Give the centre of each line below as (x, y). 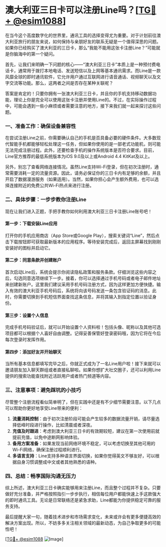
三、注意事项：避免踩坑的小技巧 (43, 390)
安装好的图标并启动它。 (29, 248)
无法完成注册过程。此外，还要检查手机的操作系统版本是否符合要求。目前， (81, 150)
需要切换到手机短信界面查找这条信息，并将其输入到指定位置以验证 (85, 297)
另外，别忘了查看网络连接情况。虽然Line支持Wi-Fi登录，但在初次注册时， (80, 167)
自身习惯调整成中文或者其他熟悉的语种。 (58, 462)
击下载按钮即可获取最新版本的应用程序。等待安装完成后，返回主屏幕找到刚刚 (83, 242)
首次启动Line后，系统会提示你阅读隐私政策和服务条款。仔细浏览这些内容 (79, 272)
